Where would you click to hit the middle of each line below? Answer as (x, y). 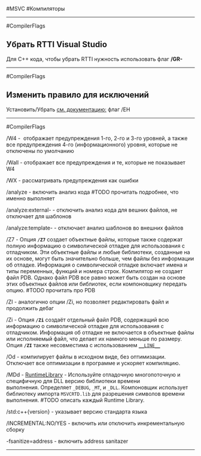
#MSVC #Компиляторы (36, 9)
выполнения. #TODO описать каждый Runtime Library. (75, 400)
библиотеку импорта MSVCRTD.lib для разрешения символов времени (95, 393)
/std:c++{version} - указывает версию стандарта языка (77, 411)
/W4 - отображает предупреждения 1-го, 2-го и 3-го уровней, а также (97, 138)
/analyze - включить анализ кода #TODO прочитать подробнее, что (92, 192)
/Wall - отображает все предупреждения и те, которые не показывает (96, 162)
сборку (16, 429)
